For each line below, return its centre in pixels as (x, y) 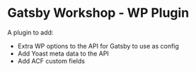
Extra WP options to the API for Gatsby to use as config (98, 46)
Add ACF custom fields (51, 60)
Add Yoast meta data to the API (63, 53)
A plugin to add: (30, 32)
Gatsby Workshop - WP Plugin (98, 13)
